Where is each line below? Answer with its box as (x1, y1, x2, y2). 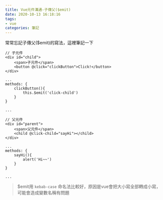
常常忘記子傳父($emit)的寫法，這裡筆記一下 (5, 40, 94, 46)
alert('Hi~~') (23, 157, 52, 162)
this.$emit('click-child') (23, 90, 79, 95)
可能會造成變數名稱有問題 (17, 190, 70, 196)
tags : (5, 16, 16, 21)
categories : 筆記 (5, 26, 40, 31)
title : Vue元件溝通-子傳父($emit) (5, 7, 71, 12)
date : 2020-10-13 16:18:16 (5, 12, 61, 17)
